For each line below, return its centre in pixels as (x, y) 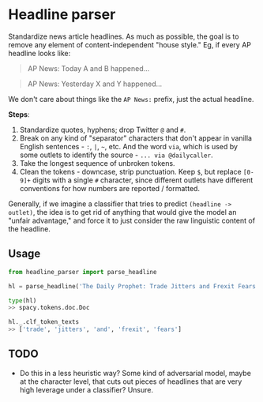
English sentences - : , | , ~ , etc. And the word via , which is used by (129, 146)
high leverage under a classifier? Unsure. (86, 389)
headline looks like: (39, 53)
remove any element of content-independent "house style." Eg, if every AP (130, 44)
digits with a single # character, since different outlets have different (143, 180)
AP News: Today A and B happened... (88, 68)
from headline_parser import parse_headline (83, 272)
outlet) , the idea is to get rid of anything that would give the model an (122, 212)
